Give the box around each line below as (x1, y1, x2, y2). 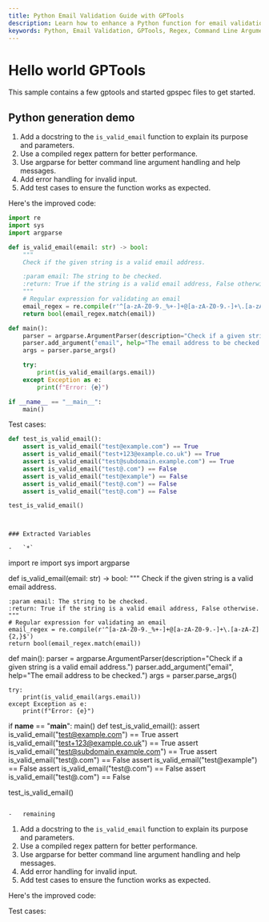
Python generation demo (8, 110, 135, 124)
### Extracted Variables (8, 530, 91, 539)
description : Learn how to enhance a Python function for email (8, 19, 227, 27)
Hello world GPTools (8, 61, 147, 79)
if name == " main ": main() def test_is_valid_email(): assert (8, 721, 200, 731)
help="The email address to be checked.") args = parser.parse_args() (8, 671, 238, 680)
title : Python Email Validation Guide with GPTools (8, 11, 184, 20)
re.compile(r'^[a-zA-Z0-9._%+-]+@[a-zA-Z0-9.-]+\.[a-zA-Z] (58, 626, 260, 634)
